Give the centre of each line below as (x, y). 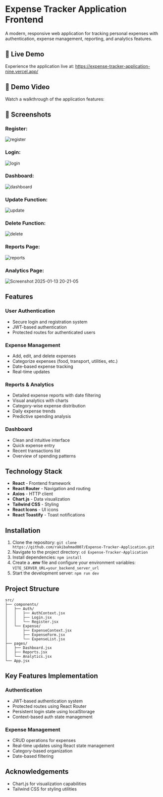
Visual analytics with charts (40, 400)
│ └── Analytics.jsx (28, 657)
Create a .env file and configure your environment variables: (74, 563)
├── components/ (22, 605)
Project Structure (32, 589)
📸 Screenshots (28, 114)
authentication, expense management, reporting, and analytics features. (79, 39)
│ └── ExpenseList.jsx (35, 639)
